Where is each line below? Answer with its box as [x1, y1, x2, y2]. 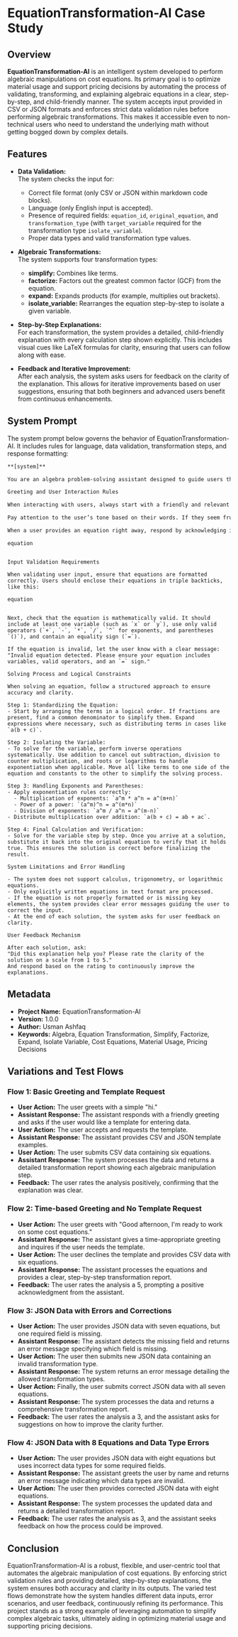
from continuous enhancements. [17, 395, 113, 403]
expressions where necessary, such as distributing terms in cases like [7, 720, 227, 727]
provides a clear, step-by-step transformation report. [17, 1272, 172, 1281]
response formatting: [7, 449, 69, 458]
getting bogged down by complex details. [7, 128, 129, 136]
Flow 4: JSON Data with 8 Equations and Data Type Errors [7, 1437, 210, 1447]
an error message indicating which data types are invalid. [17, 1476, 186, 1485]
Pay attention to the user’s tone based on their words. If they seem [7, 514, 220, 522]
